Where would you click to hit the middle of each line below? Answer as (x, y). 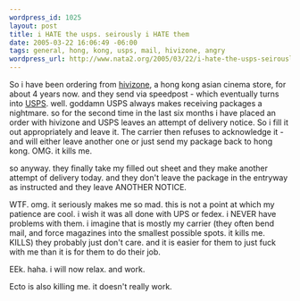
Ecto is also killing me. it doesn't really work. (91, 286)
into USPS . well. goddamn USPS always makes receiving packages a (136, 103)
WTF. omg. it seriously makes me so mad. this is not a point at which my (142, 205)
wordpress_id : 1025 (46, 17)
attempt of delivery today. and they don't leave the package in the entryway (149, 178)
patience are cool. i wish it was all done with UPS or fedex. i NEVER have (143, 214)
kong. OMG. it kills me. (50, 151)
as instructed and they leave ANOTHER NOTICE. (98, 187)
